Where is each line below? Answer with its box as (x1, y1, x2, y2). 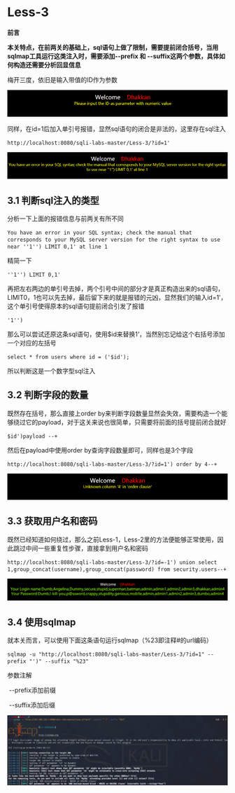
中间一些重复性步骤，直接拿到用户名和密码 (25, 544, 148, 552)
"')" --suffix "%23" (29, 658, 90, 666)
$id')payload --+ (7, 432, 58, 440)
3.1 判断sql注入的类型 (7, 194, 99, 207)
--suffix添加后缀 (8, 701, 56, 710)
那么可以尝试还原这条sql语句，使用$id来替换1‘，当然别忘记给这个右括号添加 (7, 330, 225, 338)
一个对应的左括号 (7, 339, 57, 347)
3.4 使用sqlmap (7, 616, 76, 628)
